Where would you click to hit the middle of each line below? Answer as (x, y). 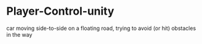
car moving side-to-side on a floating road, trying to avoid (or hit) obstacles (101, 28)
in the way (19, 34)
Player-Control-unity (60, 11)
